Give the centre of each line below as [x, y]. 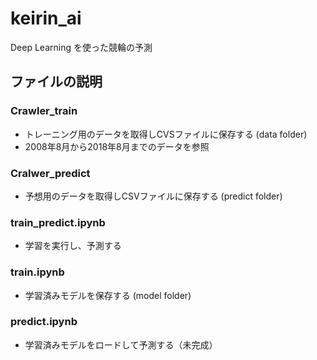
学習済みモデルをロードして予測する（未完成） [121, 344]
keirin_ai [46, 18]
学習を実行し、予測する [73, 246]
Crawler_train [44, 111]
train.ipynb [37, 272]
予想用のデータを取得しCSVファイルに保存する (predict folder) [153, 196]
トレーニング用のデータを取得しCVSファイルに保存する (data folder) [166, 134]
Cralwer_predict [50, 173]
